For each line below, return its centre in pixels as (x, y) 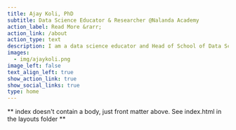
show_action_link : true (42, 79)
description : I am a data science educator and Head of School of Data (114, 46)
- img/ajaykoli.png (42, 59)
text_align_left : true (40, 72)
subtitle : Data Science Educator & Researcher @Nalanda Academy (103, 20)
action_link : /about (38, 33)
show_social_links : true (44, 85)
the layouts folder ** (37, 119)
